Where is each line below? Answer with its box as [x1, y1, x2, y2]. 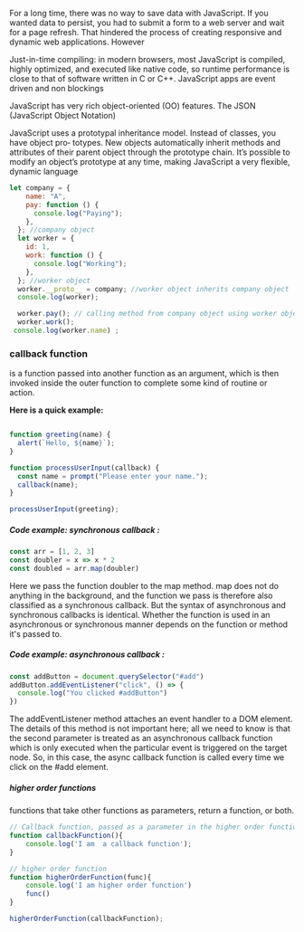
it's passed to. [9, 628, 62, 639]
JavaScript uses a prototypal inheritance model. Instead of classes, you [9, 128, 276, 138]
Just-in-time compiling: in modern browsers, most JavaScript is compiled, [9, 54, 286, 64]
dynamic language [9, 166, 79, 176]
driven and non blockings [9, 83, 104, 93]
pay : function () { [25, 200, 100, 209]
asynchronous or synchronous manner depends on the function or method [9, 619, 288, 630]
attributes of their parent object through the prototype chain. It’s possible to [9, 147, 291, 157]
